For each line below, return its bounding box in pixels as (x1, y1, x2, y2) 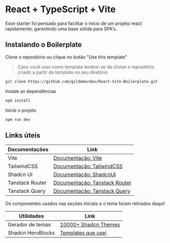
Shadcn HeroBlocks (8, 229, 55, 236)
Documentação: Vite (53, 155, 103, 162)
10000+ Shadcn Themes (60, 221, 120, 228)
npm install (5, 98, 30, 103)
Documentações (8, 146, 49, 153)
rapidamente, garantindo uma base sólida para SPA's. (5, 25, 117, 31)
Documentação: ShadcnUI (53, 171, 116, 178)
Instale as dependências (5, 88, 56, 94)
